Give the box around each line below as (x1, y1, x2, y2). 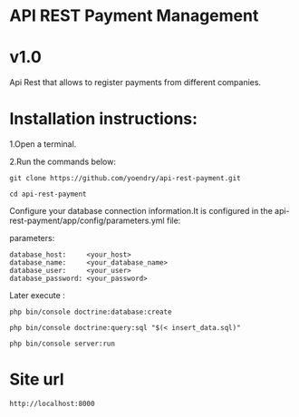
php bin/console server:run (9, 339, 116, 349)
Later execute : (9, 290, 65, 301)
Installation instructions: (9, 109, 198, 130)
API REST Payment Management (9, 5, 259, 26)
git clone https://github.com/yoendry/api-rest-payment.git (9, 174, 242, 183)
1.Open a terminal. (9, 139, 77, 150)
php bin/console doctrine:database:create (9, 307, 172, 317)
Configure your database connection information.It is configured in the (9, 206, 274, 217)
